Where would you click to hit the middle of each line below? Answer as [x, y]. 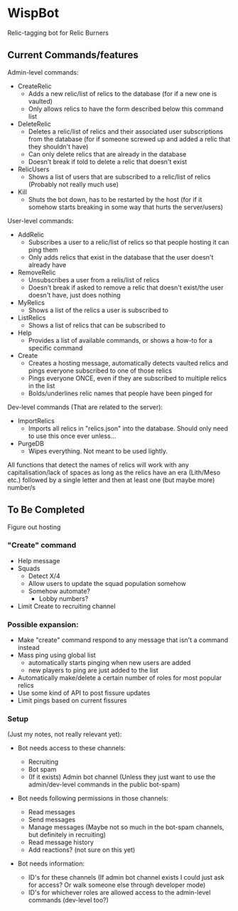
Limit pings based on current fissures [72, 700]
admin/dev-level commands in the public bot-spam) [104, 784]
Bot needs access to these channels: [72, 748]
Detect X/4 [44, 576]
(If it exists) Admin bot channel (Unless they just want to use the [122, 777]
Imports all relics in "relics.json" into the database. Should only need [128, 428]
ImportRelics [36, 420]
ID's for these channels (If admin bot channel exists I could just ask [126, 878]
